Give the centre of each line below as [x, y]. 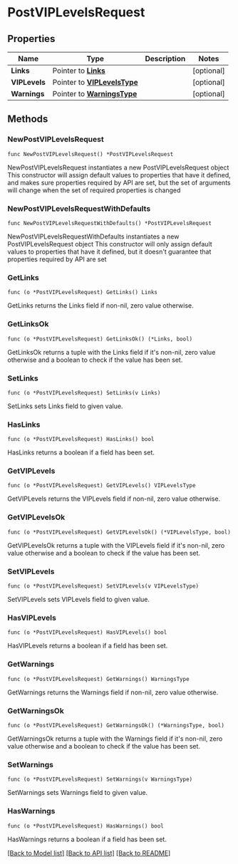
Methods [28, 119]
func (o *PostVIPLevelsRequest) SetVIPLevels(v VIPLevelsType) [103, 586]
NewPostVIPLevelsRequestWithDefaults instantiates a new [93, 236]
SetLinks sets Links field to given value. [65, 406]
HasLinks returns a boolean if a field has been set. [81, 452]
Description [165, 59]
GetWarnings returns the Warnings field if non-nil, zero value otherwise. [113, 692]
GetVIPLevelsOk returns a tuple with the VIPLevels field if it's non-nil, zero [116, 545]
